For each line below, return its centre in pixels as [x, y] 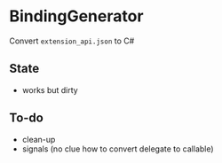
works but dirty [50, 89]
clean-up [39, 139]
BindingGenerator [76, 16]
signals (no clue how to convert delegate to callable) [118, 149]
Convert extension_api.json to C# [72, 41]
